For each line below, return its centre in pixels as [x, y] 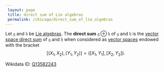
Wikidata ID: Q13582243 [31, 64]
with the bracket [22, 45]
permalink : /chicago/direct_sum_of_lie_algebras [60, 19]
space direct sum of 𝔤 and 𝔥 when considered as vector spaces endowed [82, 40]
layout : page [21, 10]
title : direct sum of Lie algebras [45, 15]
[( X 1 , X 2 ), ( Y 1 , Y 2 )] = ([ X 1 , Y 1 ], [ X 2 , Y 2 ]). [86, 54]
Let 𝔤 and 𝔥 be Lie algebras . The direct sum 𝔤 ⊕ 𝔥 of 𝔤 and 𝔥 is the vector [82, 34]
